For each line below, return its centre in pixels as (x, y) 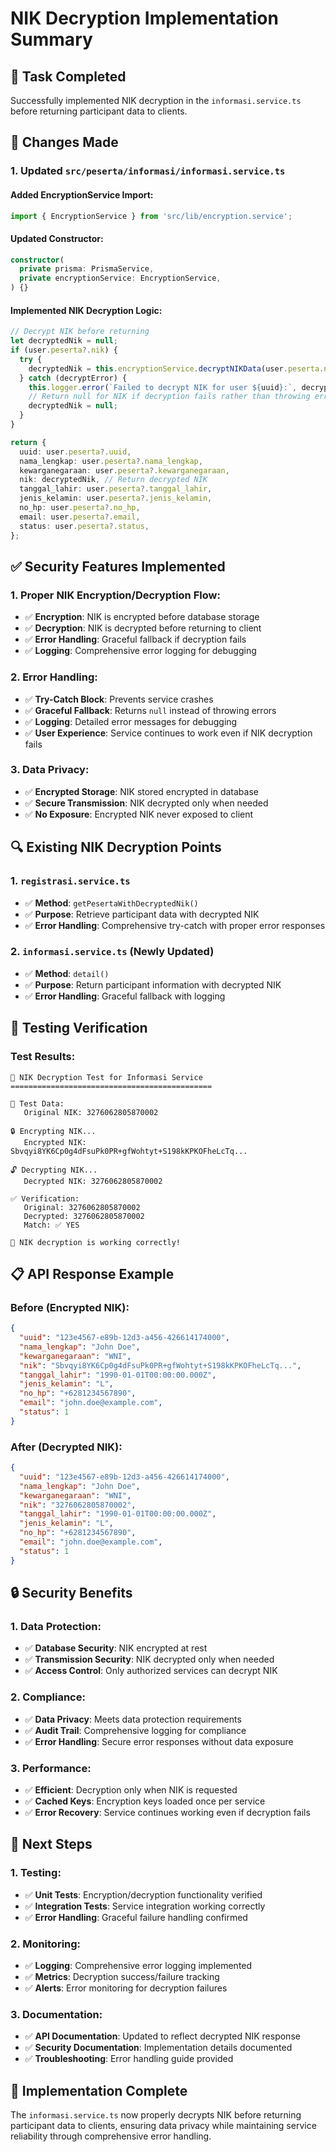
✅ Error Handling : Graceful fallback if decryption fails (135, 639)
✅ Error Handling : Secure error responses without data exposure (159, 1741)
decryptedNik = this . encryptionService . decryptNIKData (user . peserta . (176, 368)
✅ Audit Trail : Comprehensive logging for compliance (135, 1730)
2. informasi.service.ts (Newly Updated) (112, 952)
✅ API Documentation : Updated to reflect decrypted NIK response (162, 2036)
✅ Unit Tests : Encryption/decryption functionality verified (143, 1894)
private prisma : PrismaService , (87, 269)
